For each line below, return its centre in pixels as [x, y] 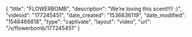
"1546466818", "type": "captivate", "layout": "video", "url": [78, 22]
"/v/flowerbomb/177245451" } [43, 28]
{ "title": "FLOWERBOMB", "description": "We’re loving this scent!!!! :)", [94, 9]
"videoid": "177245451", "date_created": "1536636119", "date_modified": [96, 15]
